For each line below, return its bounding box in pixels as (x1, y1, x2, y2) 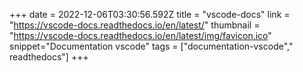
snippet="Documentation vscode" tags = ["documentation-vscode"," (9, 40, 294, 52)
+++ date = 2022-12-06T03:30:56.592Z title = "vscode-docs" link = (9, 9, 291, 20)
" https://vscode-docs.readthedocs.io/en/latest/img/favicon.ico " (9, 30, 272, 41)
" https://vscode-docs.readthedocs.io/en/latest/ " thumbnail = (9, 19, 261, 31)
